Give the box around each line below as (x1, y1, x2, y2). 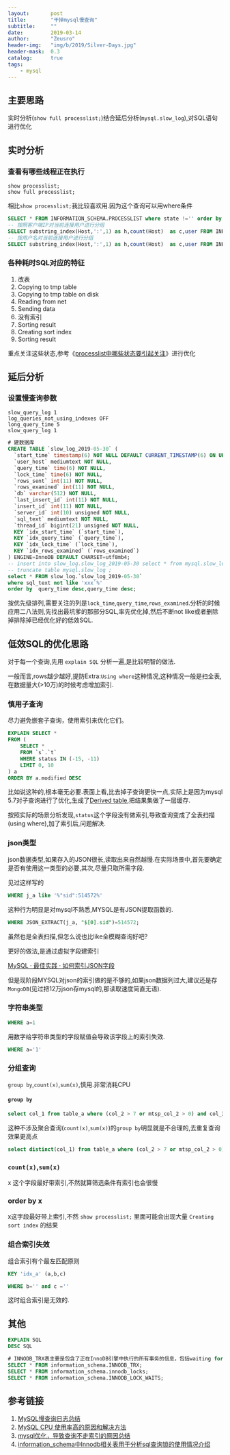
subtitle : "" (8, 23, 57, 29)
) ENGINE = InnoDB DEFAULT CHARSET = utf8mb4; (8, 554, 130, 561)
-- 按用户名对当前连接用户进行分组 (8, 234, 94, 241)
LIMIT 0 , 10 (20, 762, 54, 769)
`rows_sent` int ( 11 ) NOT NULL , (14, 477, 103, 484)
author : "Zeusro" (8, 36, 76, 42)
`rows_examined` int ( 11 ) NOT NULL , (14, 484, 115, 490)
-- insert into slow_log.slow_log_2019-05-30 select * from (8, 560, 183, 567)
